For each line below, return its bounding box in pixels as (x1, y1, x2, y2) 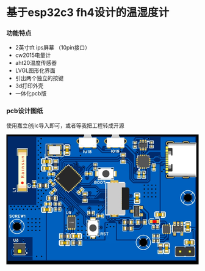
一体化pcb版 (15, 90, 47, 97)
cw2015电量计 (15, 51, 51, 59)
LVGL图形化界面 (15, 67, 56, 74)
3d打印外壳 (15, 82, 44, 89)
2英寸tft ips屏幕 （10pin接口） (15, 44, 90, 51)
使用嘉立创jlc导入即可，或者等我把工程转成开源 (6, 122, 124, 129)
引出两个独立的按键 (15, 75, 64, 82)
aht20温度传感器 (15, 59, 57, 67)
